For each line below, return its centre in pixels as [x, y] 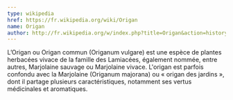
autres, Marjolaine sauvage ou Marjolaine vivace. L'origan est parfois [105, 67]
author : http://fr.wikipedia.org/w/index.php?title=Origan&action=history [118, 33]
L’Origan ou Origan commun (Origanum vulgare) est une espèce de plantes [114, 52]
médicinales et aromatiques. [48, 89]
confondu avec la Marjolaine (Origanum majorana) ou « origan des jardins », [116, 74]
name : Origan [26, 26]
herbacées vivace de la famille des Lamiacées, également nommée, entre [112, 60]
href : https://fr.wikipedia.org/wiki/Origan [72, 20]
